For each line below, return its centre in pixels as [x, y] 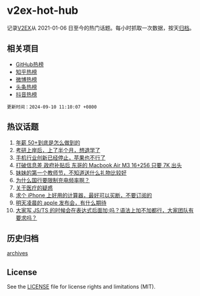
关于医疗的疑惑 [34, 188]
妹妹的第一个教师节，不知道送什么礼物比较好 [71, 173]
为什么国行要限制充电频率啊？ [52, 180]
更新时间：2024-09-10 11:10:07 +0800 [52, 107]
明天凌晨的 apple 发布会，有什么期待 [61, 203]
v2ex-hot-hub [43, 11]
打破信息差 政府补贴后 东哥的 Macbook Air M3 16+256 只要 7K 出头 [99, 165]
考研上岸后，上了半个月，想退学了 [58, 150]
